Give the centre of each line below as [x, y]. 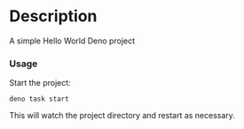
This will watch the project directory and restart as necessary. [122, 116]
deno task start [39, 99]
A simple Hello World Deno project [72, 41]
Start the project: [40, 83]
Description [53, 16]
